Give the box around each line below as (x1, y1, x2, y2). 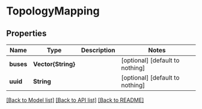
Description (81, 46, 115, 54)
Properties (6, 28, 47, 39)
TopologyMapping (6, 4, 100, 18)
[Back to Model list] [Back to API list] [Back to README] (6, 96, 144, 104)
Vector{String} (32, 60, 76, 68)
